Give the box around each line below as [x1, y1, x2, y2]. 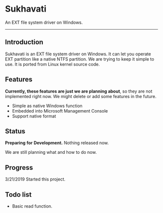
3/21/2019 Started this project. [5, 176, 65, 182]
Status [5, 127, 26, 135]
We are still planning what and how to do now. [5, 149, 97, 155]
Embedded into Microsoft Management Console [12, 108, 108, 114]
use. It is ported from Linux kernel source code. [5, 61, 100, 67]
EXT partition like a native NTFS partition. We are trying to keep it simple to [5, 56, 154, 62]
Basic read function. [12, 203, 52, 209]
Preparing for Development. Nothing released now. [5, 140, 109, 146]
